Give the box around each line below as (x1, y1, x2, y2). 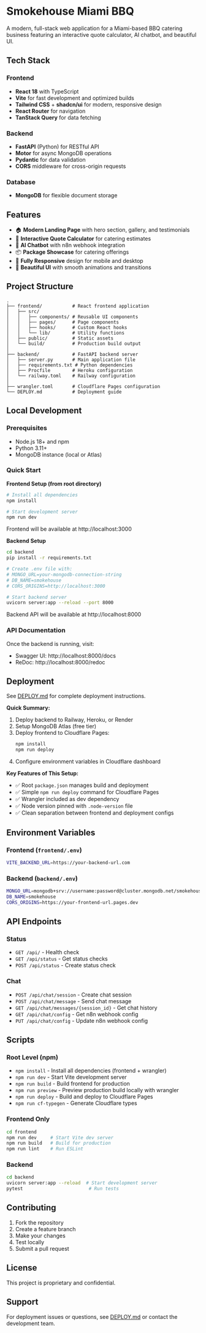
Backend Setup (6, 537, 46, 545)
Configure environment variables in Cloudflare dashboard (15, 758, 161, 765)
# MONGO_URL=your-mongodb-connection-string (6, 571, 122, 577)
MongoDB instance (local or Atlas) (15, 450, 102, 458)
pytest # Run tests (6, 1186, 120, 1192)
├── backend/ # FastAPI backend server (6, 351, 139, 357)
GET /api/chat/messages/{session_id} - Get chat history (15, 1004, 158, 1011)
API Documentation (6, 626, 66, 635)
